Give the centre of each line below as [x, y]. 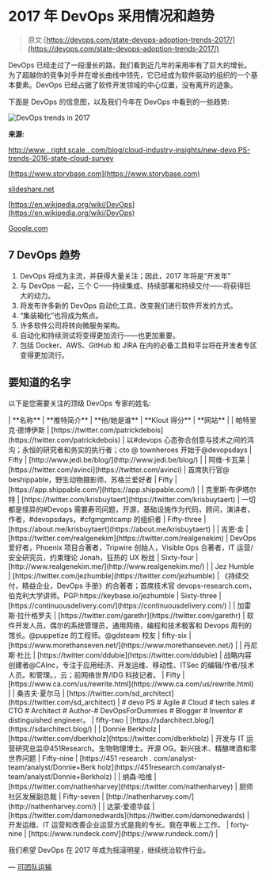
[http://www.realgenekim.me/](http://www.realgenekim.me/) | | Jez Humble [131, 566]
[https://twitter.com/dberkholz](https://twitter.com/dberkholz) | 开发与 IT [127, 738]
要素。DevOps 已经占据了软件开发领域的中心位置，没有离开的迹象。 [126, 85]
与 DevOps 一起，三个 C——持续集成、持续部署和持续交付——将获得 [132, 286]
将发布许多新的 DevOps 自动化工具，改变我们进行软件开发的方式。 [128, 305]
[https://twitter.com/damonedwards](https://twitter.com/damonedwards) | [129, 815]
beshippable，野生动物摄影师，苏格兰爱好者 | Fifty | [93, 479]
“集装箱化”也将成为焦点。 [61, 315]
